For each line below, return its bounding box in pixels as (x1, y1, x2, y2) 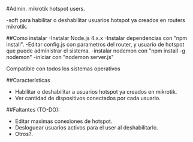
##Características (6, 77, 51, 84)
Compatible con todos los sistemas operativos (6, 65, 121, 72)
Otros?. (14, 131, 34, 137)
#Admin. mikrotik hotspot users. (6, 5, 85, 12)
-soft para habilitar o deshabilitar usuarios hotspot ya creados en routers (6, 17, 186, 23)
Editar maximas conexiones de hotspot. (14, 118, 113, 125)
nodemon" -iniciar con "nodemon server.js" (6, 54, 114, 60)
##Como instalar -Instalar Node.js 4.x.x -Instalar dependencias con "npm (6, 35, 188, 41)
